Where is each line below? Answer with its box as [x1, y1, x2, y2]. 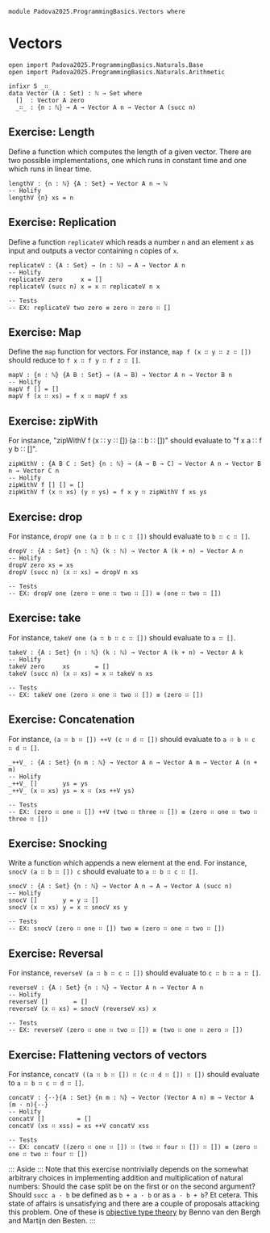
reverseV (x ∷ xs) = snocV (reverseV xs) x [8, 1005, 157, 1013]
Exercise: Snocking [8, 837, 107, 851]
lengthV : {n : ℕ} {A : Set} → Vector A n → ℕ [8, 179, 168, 187]
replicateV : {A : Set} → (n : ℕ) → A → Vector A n [8, 261, 185, 270]
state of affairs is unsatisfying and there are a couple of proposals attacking [8, 1199, 260, 1209]
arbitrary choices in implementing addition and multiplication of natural [8, 1173, 243, 1183]
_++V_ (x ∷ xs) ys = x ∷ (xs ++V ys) [8, 786, 135, 795]
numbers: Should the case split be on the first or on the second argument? [8, 1181, 255, 1191]
